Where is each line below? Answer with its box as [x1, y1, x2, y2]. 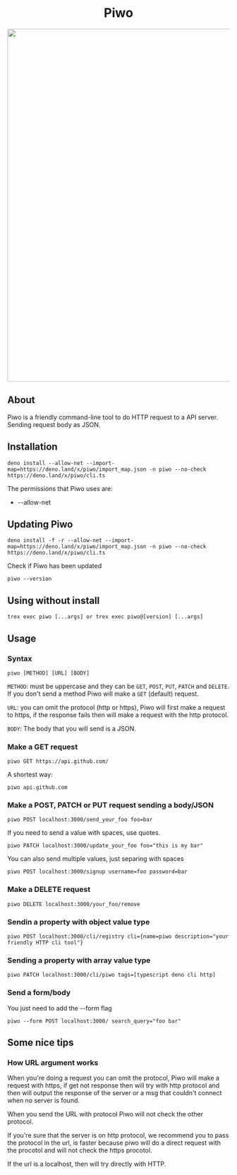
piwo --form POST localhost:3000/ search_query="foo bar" [7, 1018, 181, 1025]
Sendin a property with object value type [7, 917, 150, 927]
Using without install [7, 594, 100, 606]
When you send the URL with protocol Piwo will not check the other [7, 1110, 203, 1119]
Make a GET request [7, 742, 78, 752]
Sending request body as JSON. [7, 420, 101, 428]
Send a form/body [7, 988, 71, 998]
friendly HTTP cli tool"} [7, 939, 83, 946]
